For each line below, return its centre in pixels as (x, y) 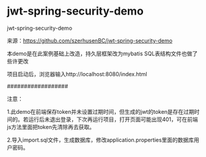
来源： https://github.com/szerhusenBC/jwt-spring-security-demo (90, 40)
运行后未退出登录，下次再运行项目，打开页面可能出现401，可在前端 (113, 119)
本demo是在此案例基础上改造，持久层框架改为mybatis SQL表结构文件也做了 (102, 54)
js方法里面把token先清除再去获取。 (51, 127)
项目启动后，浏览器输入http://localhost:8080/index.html (77, 74)
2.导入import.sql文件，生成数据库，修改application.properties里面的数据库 (101, 140)
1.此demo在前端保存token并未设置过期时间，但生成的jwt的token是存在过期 (101, 111)
